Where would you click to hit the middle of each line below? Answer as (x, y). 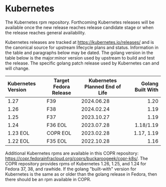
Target (62, 80)
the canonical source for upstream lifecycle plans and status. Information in (82, 47)
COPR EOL (59, 133)
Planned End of (103, 87)
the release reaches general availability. (45, 32)
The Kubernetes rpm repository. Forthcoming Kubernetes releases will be (80, 22)
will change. (17, 68)
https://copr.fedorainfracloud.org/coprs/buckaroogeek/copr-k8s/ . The (77, 158)
